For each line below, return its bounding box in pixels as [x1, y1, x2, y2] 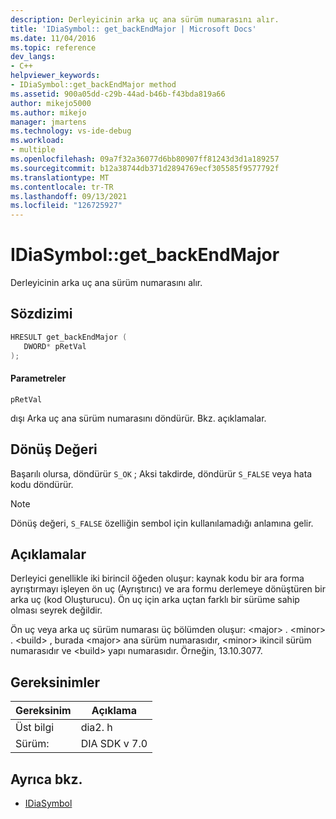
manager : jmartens [10, 117, 87, 127]
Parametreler [10, 372, 67, 385]
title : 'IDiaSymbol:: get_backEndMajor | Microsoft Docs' [10, 24, 257, 34]
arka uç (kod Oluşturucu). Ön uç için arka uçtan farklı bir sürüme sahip [10, 594, 300, 606]
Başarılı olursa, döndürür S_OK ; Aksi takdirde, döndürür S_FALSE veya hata [10, 467, 313, 480]
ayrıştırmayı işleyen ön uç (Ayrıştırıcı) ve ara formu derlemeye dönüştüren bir [10, 583, 326, 595]
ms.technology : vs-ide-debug [10, 126, 132, 136]
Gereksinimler [10, 674, 101, 691]
